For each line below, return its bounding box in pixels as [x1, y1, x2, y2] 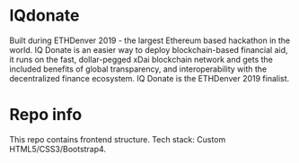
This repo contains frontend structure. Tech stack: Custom [9, 133, 226, 144]
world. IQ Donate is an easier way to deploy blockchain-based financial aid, [9, 44, 289, 55]
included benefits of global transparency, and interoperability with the [9, 64, 268, 74]
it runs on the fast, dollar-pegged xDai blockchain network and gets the [9, 54, 274, 64]
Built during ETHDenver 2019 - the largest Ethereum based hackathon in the [9, 35, 291, 46]
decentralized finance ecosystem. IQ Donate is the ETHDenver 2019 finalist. [9, 73, 290, 83]
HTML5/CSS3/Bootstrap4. [9, 143, 106, 154]
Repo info [9, 105, 83, 125]
